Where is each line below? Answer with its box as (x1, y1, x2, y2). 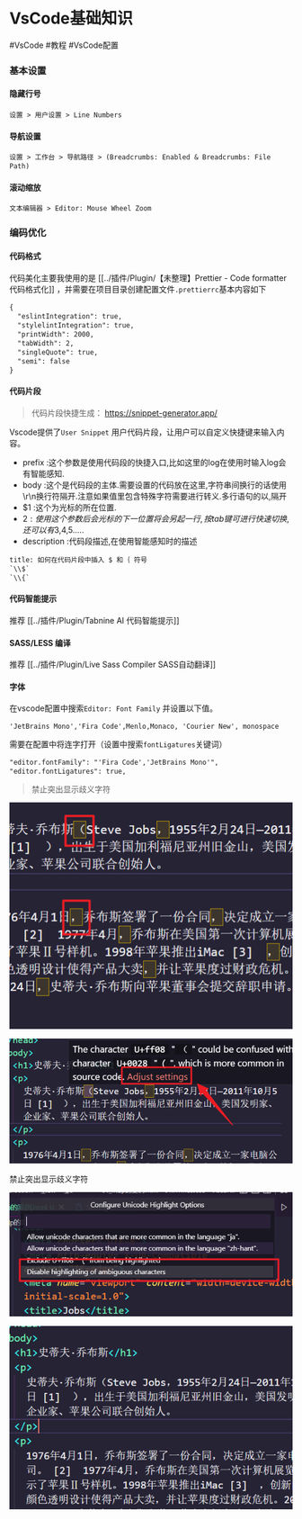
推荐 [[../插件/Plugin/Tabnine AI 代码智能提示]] (9, 616, 180, 625)
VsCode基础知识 (9, 8, 133, 29)
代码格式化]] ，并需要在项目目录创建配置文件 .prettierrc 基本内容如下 (9, 283, 267, 294)
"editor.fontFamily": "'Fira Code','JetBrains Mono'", (9, 758, 219, 768)
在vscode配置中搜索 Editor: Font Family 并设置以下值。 (9, 703, 218, 714)
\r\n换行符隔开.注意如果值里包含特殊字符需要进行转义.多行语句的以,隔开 (22, 490, 288, 501)
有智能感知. (22, 468, 65, 479)
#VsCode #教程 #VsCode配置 (9, 40, 120, 50)
